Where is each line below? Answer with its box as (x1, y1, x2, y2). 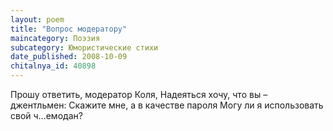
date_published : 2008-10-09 (10, 52, 128, 62)
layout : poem (10, 14, 65, 25)
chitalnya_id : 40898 (10, 61, 97, 71)
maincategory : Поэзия (10, 33, 101, 43)
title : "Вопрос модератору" (10, 24, 128, 34)
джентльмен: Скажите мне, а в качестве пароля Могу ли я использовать (10, 99, 324, 111)
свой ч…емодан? (10, 110, 83, 121)
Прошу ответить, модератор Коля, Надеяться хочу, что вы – (10, 89, 268, 100)
